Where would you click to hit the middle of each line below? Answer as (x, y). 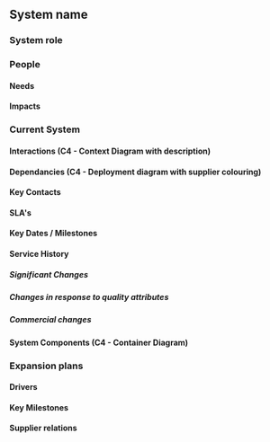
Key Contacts (35, 192)
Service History (39, 253)
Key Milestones (39, 407)
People (25, 65)
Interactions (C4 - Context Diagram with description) (110, 151)
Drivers (23, 387)
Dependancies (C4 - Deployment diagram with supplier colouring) (135, 172)
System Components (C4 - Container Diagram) (99, 342)
